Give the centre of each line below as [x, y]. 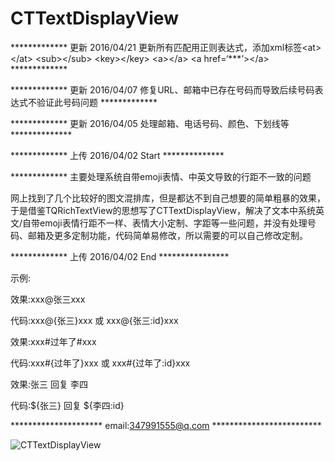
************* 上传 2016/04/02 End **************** [120, 256]
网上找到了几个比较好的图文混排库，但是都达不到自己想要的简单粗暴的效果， [168, 198]
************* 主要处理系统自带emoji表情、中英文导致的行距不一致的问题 [161, 176]
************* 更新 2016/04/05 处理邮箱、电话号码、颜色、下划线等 [150, 123]
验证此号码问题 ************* [97, 102]
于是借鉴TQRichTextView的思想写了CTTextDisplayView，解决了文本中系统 [163, 210]
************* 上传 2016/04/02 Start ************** [117, 155]
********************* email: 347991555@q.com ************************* [166, 425]
